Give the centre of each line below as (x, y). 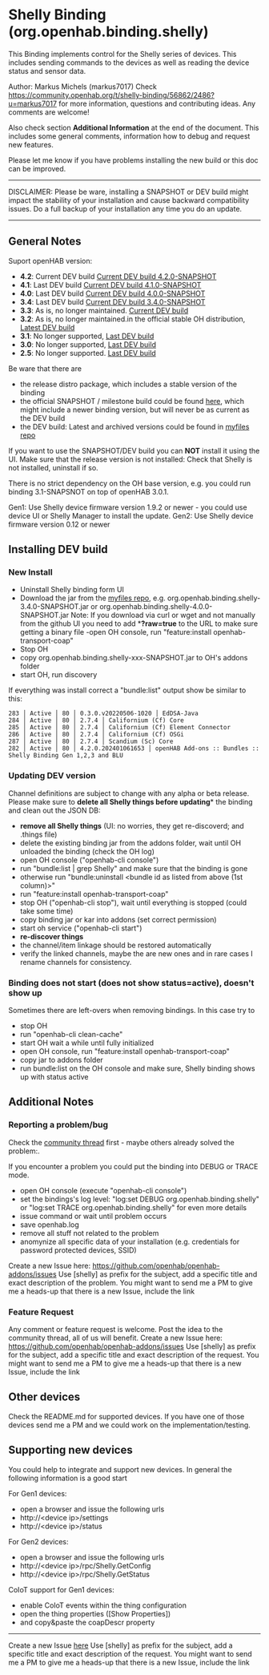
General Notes (45, 242)
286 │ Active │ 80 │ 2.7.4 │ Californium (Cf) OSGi (96, 735)
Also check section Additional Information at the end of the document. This (134, 127)
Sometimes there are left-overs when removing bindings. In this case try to (132, 1011)
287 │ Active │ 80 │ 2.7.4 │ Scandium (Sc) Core (91, 742)
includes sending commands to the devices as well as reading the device (129, 63)
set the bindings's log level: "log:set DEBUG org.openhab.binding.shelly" (140, 1199)
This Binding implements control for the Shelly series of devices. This (122, 54)
